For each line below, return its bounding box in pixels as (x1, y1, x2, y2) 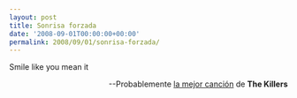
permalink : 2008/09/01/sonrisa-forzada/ (9, 37, 161, 47)
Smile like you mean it (9, 62, 89, 72)
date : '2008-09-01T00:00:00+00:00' (9, 29, 141, 38)
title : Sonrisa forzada (9, 21, 97, 30)
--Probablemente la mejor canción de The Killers (109, 79, 288, 89)
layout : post (9, 12, 57, 22)
